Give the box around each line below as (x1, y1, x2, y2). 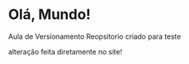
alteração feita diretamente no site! (8, 47, 123, 56)
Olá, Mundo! (8, 6, 91, 24)
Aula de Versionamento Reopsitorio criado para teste (8, 32, 181, 41)
